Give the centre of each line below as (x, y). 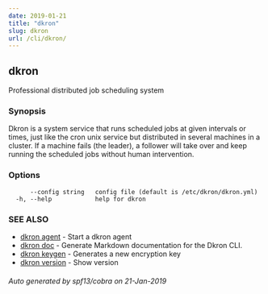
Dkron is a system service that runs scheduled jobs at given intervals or (127, 129)
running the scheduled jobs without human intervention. (101, 155)
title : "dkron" (34, 23)
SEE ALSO (29, 219)
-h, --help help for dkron (81, 199)
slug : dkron (28, 31)
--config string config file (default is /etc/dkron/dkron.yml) (144, 192)
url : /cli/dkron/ (38, 38)
